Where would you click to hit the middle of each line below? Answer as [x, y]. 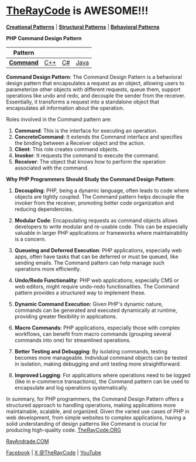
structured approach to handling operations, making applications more [91, 405]
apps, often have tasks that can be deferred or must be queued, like [96, 256]
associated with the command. [51, 168]
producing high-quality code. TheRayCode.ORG [64, 430]
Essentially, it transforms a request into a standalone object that [83, 102]
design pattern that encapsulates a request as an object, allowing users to [95, 83]
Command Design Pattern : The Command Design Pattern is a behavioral [94, 77]
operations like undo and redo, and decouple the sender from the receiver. [96, 95]
